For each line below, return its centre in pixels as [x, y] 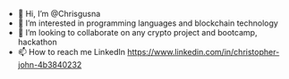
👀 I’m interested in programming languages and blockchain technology [148, 23]
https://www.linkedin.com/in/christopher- [203, 52]
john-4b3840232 [50, 65]
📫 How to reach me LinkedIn [72, 52]
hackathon [38, 42]
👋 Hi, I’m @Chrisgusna [59, 14]
